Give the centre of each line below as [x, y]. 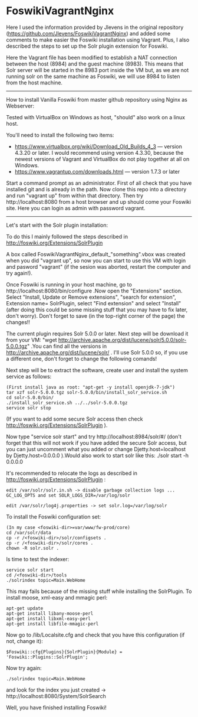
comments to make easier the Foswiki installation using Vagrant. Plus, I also [98, 40]
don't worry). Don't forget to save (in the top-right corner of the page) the [95, 316]
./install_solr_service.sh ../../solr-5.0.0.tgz [67, 403]
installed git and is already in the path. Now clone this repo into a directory [96, 189]
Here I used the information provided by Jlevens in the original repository [95, 27]
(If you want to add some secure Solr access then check [75, 419]
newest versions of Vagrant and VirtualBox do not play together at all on [102, 159]
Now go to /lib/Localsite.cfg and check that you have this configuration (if [95, 635]
